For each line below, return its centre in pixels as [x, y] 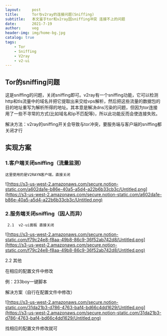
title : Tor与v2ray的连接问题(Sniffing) [50, 14]
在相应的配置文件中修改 [29, 271]
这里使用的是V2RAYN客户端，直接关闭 [38, 175]
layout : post [23, 10]
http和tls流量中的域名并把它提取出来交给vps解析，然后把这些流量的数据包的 [83, 101]
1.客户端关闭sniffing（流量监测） [45, 163]
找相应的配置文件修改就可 [31, 329]
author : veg [22, 28]
